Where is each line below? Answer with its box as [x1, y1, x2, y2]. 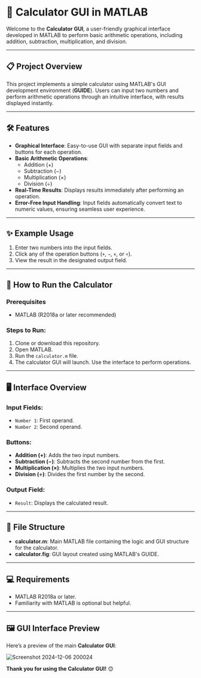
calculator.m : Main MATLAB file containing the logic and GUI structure [14, 538, 190, 545]
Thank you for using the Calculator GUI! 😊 [6, 665, 114, 673]
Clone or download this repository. [14, 340, 100, 347]
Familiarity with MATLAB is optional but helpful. [14, 600, 132, 607]
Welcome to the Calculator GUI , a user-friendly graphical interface [6, 25, 170, 32]
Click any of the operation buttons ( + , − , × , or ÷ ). [14, 250, 132, 257]
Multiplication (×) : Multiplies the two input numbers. [14, 464, 145, 471]
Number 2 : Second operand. [14, 424, 83, 431]
